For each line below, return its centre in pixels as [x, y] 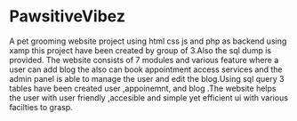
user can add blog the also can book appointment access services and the [146, 69]
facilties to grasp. [41, 107]
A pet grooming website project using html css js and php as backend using [148, 41]
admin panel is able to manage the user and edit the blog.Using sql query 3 [147, 78]
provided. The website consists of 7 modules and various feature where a [144, 60]
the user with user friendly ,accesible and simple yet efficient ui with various [149, 97]
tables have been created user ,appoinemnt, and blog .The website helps [143, 88]
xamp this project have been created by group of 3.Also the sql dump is [140, 50]
